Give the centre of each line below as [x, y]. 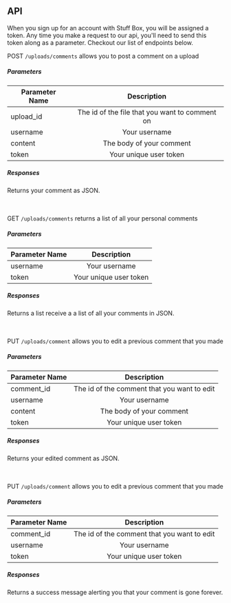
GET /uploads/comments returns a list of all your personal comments [102, 218]
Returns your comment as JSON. [54, 190]
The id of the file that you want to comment [147, 112]
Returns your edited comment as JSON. [63, 458]
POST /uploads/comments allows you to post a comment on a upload [103, 56]
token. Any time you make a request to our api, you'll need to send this [107, 35]
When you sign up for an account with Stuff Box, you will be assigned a [108, 28]
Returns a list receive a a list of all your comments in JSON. [91, 313]
